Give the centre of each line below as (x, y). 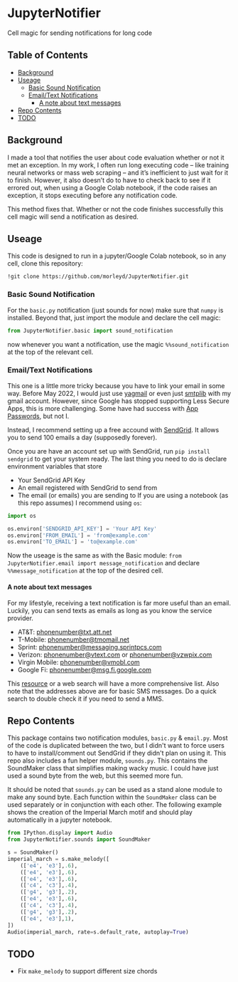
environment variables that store (55, 466)
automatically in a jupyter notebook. (60, 820)
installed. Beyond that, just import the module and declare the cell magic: (114, 318)
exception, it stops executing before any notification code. (92, 195)
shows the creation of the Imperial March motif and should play (100, 813)
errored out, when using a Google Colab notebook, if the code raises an (112, 187)
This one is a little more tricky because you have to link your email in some (116, 385)
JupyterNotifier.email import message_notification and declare (104, 563)
